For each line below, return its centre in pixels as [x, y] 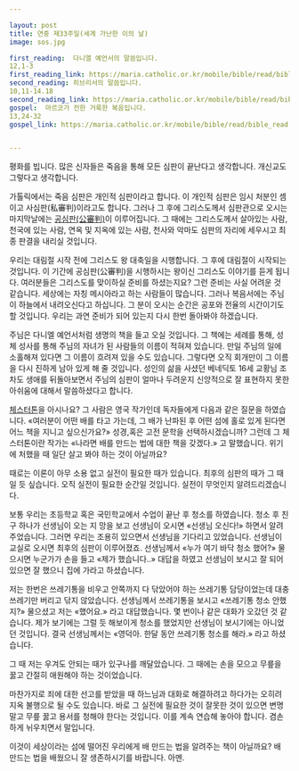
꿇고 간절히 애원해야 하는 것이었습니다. [76, 676]
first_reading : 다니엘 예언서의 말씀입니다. [84, 58]
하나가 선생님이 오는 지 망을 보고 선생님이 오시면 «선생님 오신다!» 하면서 [142, 526]
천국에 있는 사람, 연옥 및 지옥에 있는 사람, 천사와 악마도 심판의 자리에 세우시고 [143, 230]
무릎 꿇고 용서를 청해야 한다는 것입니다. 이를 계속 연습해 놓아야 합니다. [146, 717]
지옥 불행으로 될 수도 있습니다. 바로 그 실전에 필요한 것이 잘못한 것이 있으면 [138, 705]
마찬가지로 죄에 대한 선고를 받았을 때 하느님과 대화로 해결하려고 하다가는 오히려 [146, 694]
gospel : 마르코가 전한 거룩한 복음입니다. [78, 108]
